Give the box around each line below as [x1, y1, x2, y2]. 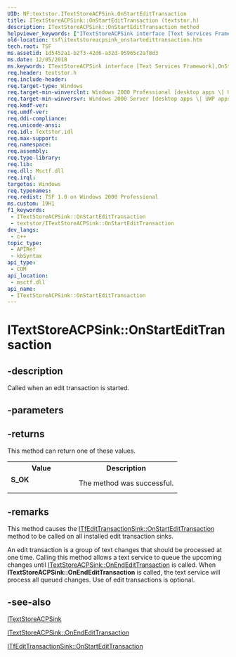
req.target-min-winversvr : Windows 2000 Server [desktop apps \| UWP [7, 96, 216, 103]
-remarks [7, 506, 49, 518]
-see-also [7, 596, 51, 608]
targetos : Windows [7, 180, 61, 187]
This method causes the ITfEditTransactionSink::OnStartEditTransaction [7, 525, 215, 533]
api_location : [7, 272, 49, 279]
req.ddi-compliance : [7, 115, 68, 122]
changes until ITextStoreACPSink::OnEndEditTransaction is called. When [7, 561, 216, 569]
